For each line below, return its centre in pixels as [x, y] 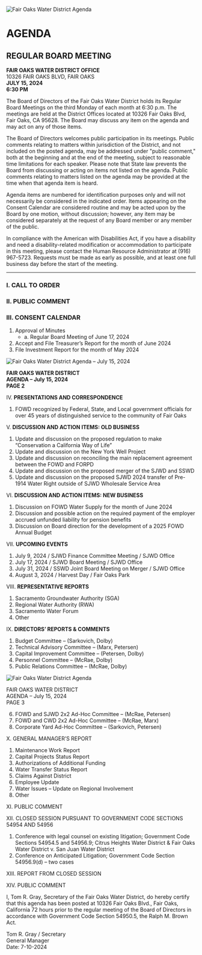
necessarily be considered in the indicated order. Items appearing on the [96, 201]
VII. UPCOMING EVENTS [37, 544]
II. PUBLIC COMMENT [38, 301]
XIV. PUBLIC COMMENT [36, 885]
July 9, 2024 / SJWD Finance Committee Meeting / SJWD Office [95, 556]
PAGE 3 [16, 703]
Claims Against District [43, 776]
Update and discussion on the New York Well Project [80, 452]
